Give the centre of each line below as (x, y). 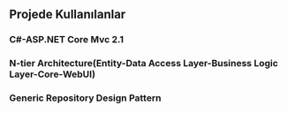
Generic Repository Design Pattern (85, 98)
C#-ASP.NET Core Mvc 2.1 (66, 40)
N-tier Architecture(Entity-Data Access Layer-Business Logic (143, 64)
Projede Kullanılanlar (68, 15)
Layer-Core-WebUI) (52, 74)
